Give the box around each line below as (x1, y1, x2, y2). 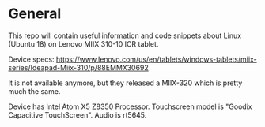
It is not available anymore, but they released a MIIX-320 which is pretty (8, 78, 243, 88)
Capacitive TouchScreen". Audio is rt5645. (8, 110, 147, 119)
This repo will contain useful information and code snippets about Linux (8, 31, 242, 40)
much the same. (8, 86, 61, 95)
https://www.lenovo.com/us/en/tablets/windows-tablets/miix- (55, 54, 257, 64)
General (8, 5, 62, 23)
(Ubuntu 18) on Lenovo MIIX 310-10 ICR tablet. (8, 39, 159, 48)
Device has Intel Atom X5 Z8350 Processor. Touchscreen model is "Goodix (8, 102, 252, 111)
